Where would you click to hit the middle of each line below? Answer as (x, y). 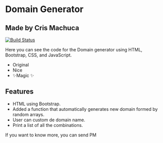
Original (21, 65)
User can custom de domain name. (49, 120)
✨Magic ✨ (23, 76)
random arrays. (28, 114)
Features (19, 92)
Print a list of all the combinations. (48, 125)
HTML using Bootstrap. (36, 104)
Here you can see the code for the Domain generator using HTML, (74, 50)
